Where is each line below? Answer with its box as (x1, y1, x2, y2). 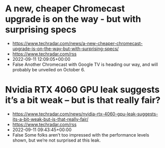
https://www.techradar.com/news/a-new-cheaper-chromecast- (12, 40, 143, 46)
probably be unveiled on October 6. (12, 66, 85, 72)
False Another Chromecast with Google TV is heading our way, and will (12, 61, 158, 67)
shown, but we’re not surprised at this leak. (12, 137, 101, 143)
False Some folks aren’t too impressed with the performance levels (12, 132, 150, 138)
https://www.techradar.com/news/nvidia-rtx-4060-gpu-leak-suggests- (12, 111, 158, 117)
